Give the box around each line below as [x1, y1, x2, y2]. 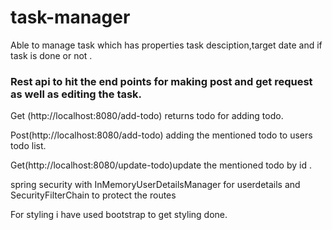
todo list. [10, 140, 47, 152]
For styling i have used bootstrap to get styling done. [10, 209, 228, 221]
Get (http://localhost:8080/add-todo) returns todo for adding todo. [10, 110, 284, 122]
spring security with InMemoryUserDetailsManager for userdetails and [10, 179, 301, 191]
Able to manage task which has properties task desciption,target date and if [10, 39, 323, 51]
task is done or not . [10, 49, 93, 61]
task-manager [10, 6, 131, 29]
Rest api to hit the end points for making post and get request [10, 74, 313, 88]
